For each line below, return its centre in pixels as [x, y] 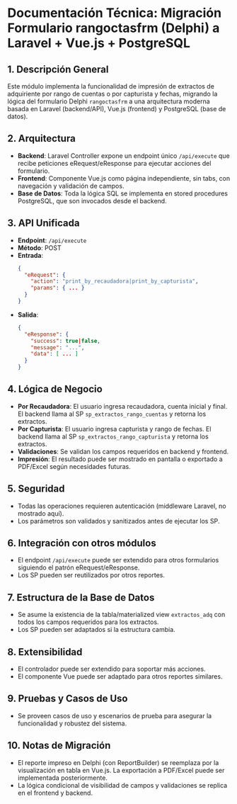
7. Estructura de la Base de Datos [81, 598]
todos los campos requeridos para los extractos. [88, 622]
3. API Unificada [44, 223]
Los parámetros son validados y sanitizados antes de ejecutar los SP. [118, 521]
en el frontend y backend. [55, 793]
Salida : [28, 315]
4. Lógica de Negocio [55, 389]
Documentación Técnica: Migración [114, 13]
